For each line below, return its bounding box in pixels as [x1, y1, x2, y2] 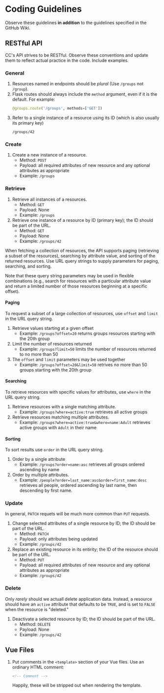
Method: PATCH [19, 531, 49, 537]
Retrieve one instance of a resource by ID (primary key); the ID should [12, 217, 153, 223]
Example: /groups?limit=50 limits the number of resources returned [19, 346, 156, 352]
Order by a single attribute [12, 456, 65, 462]
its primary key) [12, 120, 44, 126]
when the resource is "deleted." [5, 606, 69, 612]
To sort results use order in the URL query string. [5, 447, 104, 453]
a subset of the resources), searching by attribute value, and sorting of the [5, 253, 156, 259]
